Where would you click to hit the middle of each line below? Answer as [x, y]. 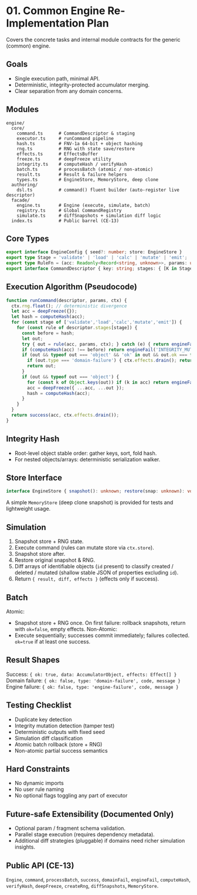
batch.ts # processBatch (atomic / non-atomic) [85, 169]
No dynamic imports [39, 783]
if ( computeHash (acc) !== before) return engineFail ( [89, 350]
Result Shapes [33, 660]
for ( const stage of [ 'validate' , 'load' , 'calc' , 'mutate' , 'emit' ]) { [97, 322]
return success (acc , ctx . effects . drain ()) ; [65, 415]
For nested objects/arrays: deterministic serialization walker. [87, 459]
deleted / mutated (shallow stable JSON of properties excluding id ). [96, 573]
